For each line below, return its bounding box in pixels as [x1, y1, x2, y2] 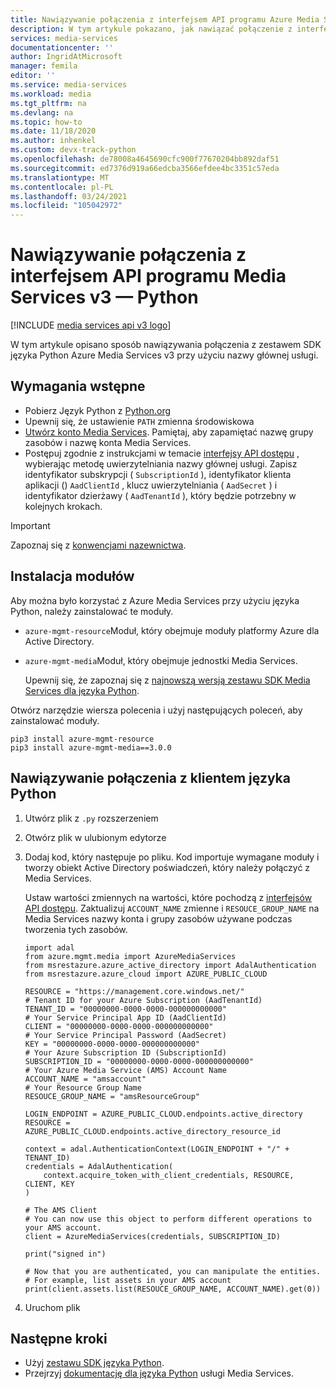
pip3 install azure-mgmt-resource [10, 734, 155, 744]
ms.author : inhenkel [10, 136, 97, 146]
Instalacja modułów [10, 568, 135, 585]
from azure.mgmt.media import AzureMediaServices [24, 951, 237, 961]
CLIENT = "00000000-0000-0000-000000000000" [24, 1021, 214, 1031]
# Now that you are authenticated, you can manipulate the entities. [24, 1266, 322, 1276]
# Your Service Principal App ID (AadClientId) [24, 1012, 227, 1023]
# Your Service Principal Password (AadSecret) [24, 1030, 227, 1040]
